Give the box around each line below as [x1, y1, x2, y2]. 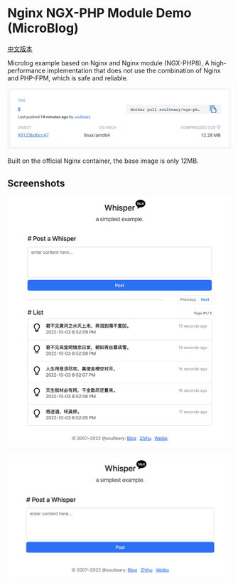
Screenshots [7, 177, 65, 189]
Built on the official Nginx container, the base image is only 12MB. [7, 156, 199, 165]
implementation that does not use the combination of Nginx [47, 66, 221, 75]
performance [7, 66, 46, 75]
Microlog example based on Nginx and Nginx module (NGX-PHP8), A [7, 58, 210, 67]
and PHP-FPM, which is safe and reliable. [7, 73, 129, 82]
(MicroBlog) [7, 20, 80, 36]
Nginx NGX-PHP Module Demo [7, 5, 192, 21]
